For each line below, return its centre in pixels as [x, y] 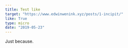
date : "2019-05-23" [25, 28]
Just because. [19, 41]
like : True [16, 18]
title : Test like [23, 9]
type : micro [17, 23]
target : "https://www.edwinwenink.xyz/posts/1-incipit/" [64, 14]
